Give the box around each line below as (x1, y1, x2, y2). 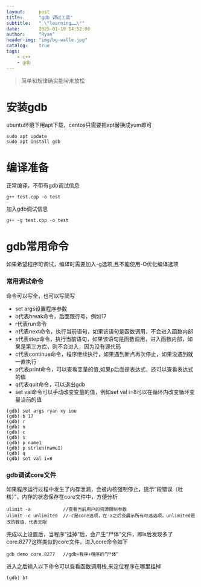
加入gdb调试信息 (6, 205, 48, 212)
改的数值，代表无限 (6, 519, 47, 525)
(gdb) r (6, 418, 26, 424)
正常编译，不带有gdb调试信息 (6, 182, 80, 189)
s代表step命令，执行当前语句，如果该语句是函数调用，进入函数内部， (14, 335, 188, 343)
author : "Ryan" (6, 31, 56, 38)
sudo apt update (6, 134, 47, 140)
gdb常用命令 (6, 240, 69, 253)
